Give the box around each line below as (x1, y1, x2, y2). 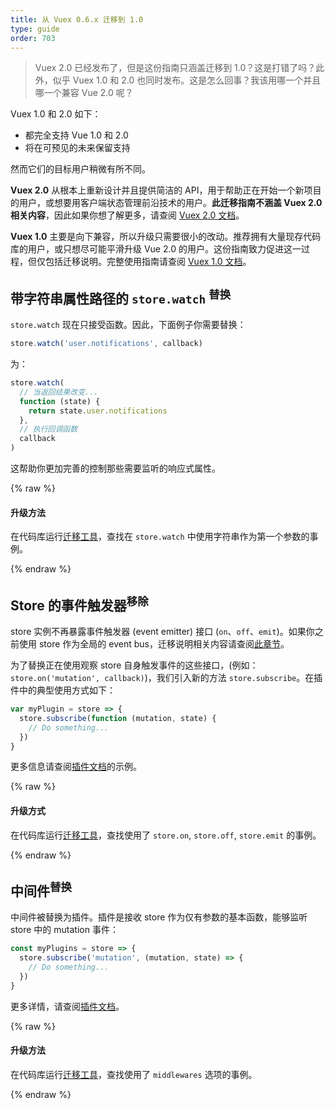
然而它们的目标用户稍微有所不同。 (10, 163, 151, 175)
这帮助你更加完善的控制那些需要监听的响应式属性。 (10, 462, 221, 475)
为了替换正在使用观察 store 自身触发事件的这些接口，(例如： (10, 659, 259, 671)
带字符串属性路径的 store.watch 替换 (10, 287, 232, 307)
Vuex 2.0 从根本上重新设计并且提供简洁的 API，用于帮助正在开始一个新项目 (10, 184, 322, 196)
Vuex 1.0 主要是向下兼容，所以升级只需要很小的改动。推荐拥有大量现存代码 (10, 231, 322, 243)
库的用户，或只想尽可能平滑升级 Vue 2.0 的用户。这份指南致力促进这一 (10, 243, 302, 255)
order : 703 (10, 33, 56, 43)
